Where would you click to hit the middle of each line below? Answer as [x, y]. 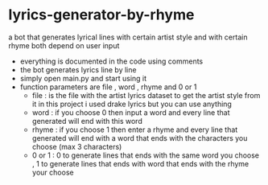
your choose [53, 172]
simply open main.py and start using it [83, 78]
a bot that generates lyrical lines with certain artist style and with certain [128, 37]
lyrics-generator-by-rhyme [101, 15]
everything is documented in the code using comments [111, 61]
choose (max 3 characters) [77, 146]
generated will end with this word [87, 121]
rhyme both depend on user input [64, 45]
